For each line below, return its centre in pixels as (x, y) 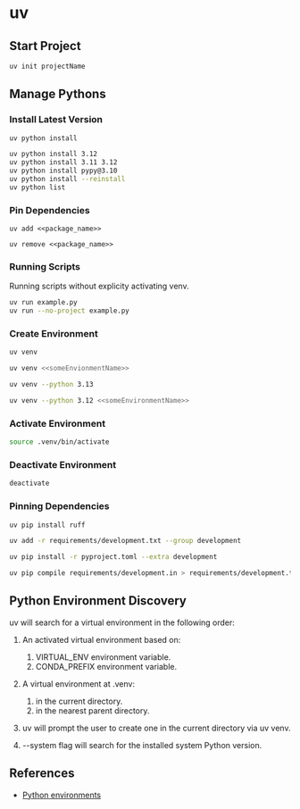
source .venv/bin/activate (59, 442)
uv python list (37, 187)
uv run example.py (43, 303)
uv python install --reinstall (67, 179)
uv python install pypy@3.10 (63, 171)
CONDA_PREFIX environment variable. (106, 666)
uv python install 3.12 (54, 154)
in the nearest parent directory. (92, 710)
